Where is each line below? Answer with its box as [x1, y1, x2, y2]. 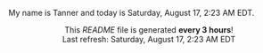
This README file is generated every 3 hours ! [64, 25, 234, 34]
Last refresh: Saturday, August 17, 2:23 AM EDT [62, 34, 236, 44]
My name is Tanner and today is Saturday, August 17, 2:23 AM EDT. [8, 8, 255, 18]
